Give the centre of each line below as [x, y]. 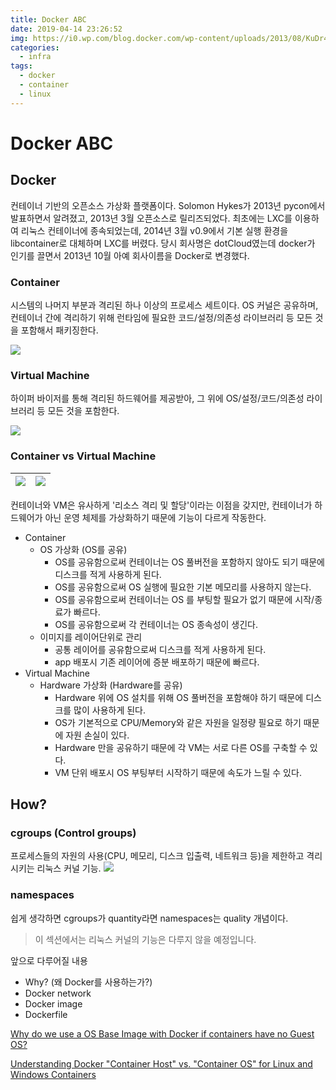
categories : [35, 47]
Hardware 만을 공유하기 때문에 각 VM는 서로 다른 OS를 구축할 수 [181, 747]
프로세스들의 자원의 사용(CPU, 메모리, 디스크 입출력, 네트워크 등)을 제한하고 [157, 856]
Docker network [58, 993]
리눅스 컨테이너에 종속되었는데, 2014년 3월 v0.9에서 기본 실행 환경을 [154, 230]
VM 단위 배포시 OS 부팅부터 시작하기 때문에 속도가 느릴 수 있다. [178, 772]
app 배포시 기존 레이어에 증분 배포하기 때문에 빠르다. [157, 662]
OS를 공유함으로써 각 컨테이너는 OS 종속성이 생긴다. [156, 624]
